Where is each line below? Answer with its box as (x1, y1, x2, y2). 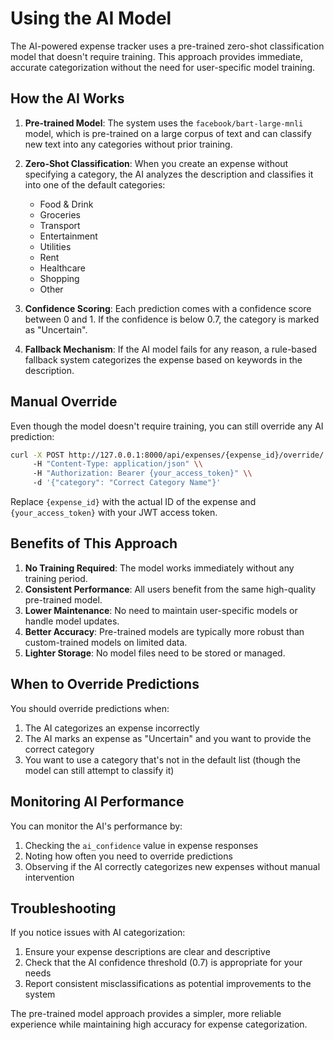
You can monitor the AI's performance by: (10, 820, 183, 832)
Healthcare (39, 262, 86, 274)
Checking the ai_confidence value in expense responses (24, 839, 259, 851)
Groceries (39, 208, 81, 221)
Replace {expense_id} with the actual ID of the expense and (10, 496, 257, 508)
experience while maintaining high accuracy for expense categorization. (10, 1018, 308, 1031)
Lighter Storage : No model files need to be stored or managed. (24, 647, 286, 659)
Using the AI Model (10, 7, 172, 30)
